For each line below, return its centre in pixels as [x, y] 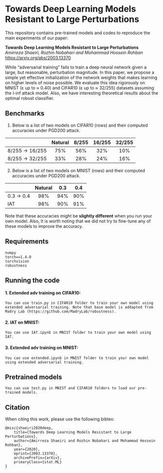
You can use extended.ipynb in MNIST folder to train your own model [77, 358]
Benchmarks [25, 114]
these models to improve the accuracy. [44, 226]
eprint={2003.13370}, [36, 454]
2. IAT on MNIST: [22, 322]
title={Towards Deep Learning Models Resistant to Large [73, 432]
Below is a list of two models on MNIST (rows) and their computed [78, 170]
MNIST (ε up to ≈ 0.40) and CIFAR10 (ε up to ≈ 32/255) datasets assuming [80, 88]
